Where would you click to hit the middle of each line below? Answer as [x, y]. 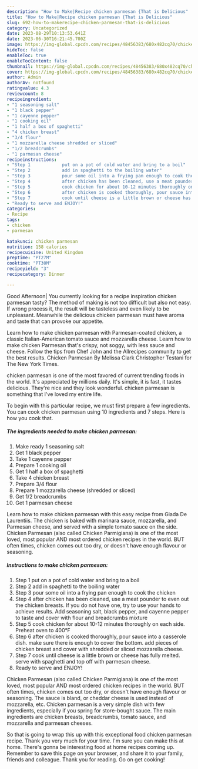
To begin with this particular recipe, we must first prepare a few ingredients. [98, 405]
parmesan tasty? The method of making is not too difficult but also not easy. [99, 302]
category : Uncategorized [37, 28]
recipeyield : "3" [28, 269]
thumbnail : [20, 66]
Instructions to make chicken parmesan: [57, 565]
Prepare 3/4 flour [36, 484]
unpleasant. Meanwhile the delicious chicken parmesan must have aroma [95, 315]
